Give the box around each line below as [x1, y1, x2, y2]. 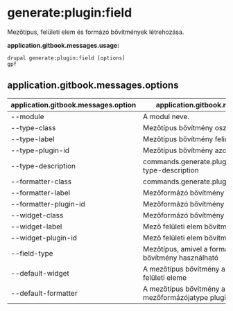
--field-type [10, 248, 53, 258]
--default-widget [10, 268, 69, 278]
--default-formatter [10, 288, 78, 298]
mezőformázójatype [143, 292, 209, 302]
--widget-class [10, 210, 64, 220]
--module [10, 112, 44, 121]
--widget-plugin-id [10, 233, 78, 242]
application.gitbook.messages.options [7, 80, 179, 91]
